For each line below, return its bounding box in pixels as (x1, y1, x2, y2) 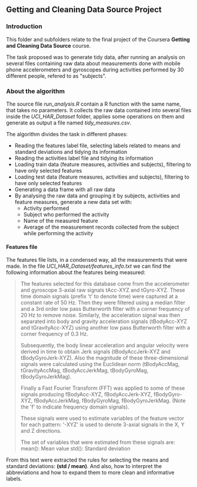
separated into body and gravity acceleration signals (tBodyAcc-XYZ (20, 318, 187, 325)
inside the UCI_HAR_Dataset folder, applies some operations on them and (6, 113, 185, 120)
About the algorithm (6, 87, 65, 95)
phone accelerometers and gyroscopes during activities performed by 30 (6, 66, 184, 73)
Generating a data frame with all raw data (14, 186, 115, 193)
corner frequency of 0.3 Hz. (20, 330, 88, 338)
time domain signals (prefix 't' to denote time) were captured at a (20, 293, 178, 300)
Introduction (6, 22, 42, 31)
